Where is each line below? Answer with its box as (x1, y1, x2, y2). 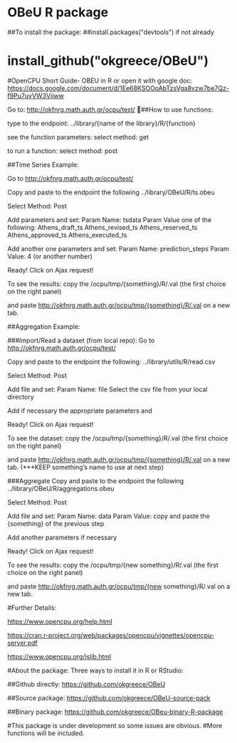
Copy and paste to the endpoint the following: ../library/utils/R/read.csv (7, 357, 216, 366)
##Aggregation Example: (7, 322, 80, 331)
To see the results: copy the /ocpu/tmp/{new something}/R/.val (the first (7, 560, 219, 569)
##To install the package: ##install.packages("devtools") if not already (7, 28, 215, 36)
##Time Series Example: (7, 160, 80, 169)
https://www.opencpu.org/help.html (7, 617, 112, 626)
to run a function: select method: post (7, 147, 118, 155)
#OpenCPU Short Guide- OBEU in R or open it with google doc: (7, 76, 193, 85)
